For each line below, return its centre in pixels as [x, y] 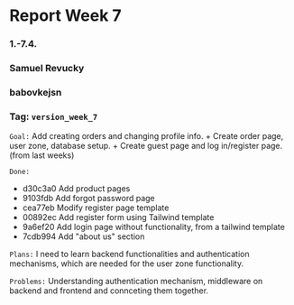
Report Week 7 [65, 16]
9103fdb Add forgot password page [88, 199]
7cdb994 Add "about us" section [83, 236]
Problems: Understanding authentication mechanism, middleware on [136, 282]
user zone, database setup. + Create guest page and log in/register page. [146, 146]
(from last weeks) [42, 155]
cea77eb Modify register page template [96, 208]
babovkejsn [36, 92]
